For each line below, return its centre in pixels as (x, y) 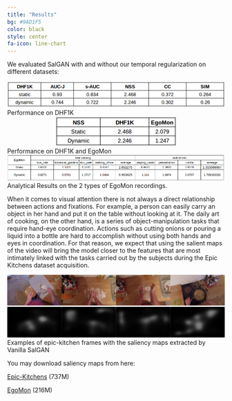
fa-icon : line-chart (37, 44)
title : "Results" (32, 15)
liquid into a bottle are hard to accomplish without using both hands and (109, 236)
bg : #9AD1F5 (24, 22)
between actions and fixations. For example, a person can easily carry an (111, 207)
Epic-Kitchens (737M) (38, 377)
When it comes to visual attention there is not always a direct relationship (111, 199)
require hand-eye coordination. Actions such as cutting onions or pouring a (114, 229)
